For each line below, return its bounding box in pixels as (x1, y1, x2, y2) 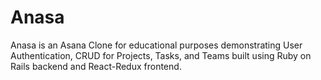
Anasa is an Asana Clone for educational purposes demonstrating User (10, 39, 303, 51)
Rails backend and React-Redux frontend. (10, 60, 182, 72)
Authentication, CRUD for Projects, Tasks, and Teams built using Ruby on (10, 49, 312, 61)
